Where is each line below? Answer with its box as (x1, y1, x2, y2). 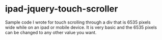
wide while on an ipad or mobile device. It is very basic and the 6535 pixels (5, 24, 157, 30)
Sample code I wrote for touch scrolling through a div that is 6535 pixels (5, 19, 151, 25)
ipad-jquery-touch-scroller (5, 3, 118, 14)
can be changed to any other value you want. (5, 29, 97, 35)
